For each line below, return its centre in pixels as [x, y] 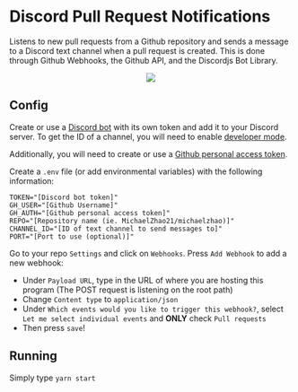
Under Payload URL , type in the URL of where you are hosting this [143, 280]
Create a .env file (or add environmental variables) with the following [136, 171]
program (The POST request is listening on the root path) [127, 290]
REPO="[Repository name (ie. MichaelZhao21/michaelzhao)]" [122, 221]
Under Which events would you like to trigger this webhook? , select [153, 309]
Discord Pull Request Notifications [140, 17]
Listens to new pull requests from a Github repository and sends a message [149, 41]
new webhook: [37, 263]
